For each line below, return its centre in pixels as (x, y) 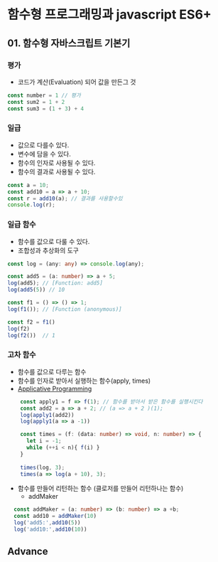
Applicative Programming (55, 388)
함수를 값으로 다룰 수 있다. (54, 241)
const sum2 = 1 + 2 (36, 102)
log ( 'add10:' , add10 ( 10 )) (50, 530)
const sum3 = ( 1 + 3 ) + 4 (45, 108)
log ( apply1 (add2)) (47, 415)
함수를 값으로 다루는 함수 (52, 371)
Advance (28, 552)
